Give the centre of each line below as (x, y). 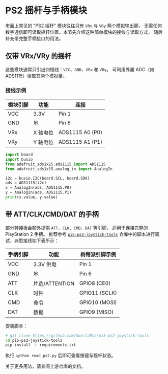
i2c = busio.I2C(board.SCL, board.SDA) (48, 178)
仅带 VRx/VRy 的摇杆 (38, 56)
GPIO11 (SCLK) (98, 293)
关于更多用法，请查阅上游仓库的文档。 (45, 366)
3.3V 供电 (45, 264)
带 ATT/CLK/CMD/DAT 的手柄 (52, 215)
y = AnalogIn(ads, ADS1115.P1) (38, 192)
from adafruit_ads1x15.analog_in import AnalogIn (59, 169)
